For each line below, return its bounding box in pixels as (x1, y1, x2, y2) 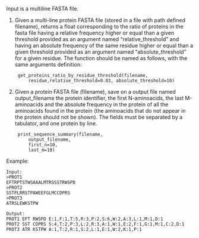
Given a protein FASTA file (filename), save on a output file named (14, 88, 176, 95)
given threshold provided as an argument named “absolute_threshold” (14, 48, 187, 55)
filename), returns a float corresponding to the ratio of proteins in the (14, 23, 184, 30)
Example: (6, 157, 29, 165)
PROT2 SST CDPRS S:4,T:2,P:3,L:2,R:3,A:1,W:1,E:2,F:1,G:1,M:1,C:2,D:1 (6, 221, 185, 227)
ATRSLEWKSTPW (6, 200, 39, 206)
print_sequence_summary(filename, (17, 131, 103, 137)
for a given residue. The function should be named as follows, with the (14, 55, 188, 61)
